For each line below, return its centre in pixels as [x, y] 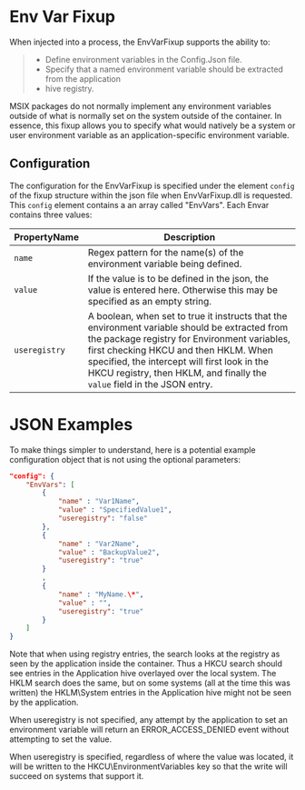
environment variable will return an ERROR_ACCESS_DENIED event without [149, 730]
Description [189, 236]
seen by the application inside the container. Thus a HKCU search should [146, 664]
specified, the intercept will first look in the [178, 361]
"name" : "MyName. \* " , [101, 594]
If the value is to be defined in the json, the [178, 278]
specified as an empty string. [149, 301]
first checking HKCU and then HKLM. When [181, 350]
